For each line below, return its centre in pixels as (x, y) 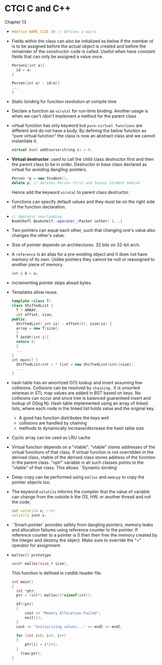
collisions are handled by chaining (53, 423)
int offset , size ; (35, 315)
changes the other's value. (38, 236)
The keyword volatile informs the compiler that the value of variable (81, 492)
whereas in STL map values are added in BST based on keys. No (76, 393)
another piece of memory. (38, 265)
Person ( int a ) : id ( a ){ (36, 83)
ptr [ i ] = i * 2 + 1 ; (41, 645)
